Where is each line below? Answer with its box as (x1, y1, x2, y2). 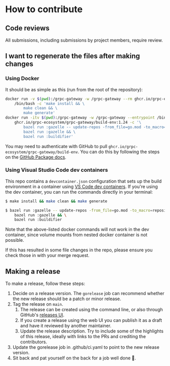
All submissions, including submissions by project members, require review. (5, 37, 163, 43)
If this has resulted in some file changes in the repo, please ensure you (5, 247, 153, 253)
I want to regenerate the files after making (5, 52, 140, 60)
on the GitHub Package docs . (5, 154, 67, 160)
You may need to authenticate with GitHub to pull (5, 143, 108, 149)
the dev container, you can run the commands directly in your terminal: (5, 189, 153, 195)
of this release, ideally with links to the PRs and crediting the (20, 334, 146, 340)
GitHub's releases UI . (20, 312, 65, 318)
